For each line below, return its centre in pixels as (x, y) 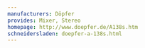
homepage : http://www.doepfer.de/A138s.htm (73, 27)
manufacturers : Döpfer (41, 14)
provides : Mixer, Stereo (44, 20)
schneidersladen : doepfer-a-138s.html (65, 34)
